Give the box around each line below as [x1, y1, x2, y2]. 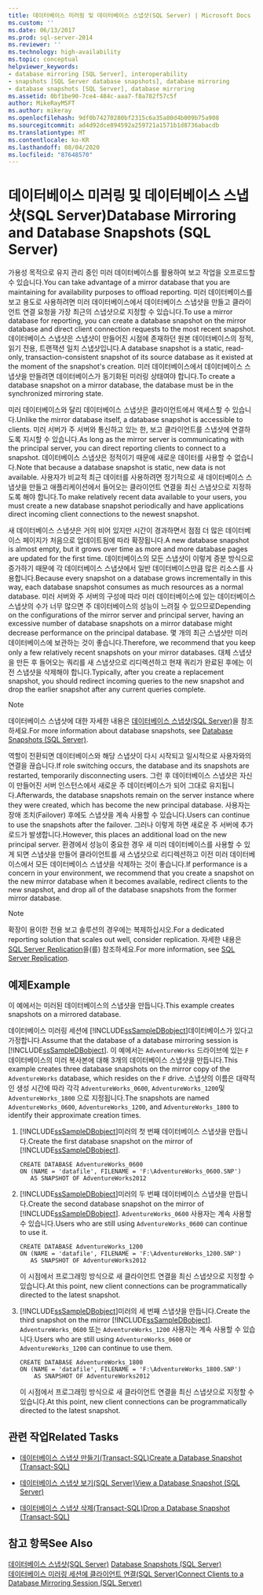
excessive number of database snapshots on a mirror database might [8, 619, 233, 629]
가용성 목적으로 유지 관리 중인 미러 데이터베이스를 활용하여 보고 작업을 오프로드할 [8, 268, 256, 277]
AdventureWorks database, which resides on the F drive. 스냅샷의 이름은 [8, 1074, 235, 1083]
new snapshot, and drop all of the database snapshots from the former [8, 885, 237, 895]
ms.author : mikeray [8, 107, 72, 115]
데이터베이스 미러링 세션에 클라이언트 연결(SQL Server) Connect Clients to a [8, 1569, 244, 1578]
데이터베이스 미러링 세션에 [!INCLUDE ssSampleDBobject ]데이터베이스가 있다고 [8, 1026, 254, 1035]
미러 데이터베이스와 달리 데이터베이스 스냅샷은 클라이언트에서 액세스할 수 [8, 405, 231, 414]
